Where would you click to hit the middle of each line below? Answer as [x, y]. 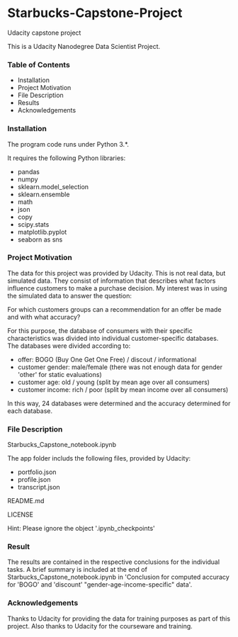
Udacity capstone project [44, 33]
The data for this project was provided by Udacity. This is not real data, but [117, 273]
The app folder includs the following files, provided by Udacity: [99, 458]
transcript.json [39, 487]
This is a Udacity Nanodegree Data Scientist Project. [84, 46]
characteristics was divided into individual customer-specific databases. [113, 338]
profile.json [34, 480]
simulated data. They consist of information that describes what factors [112, 281]
